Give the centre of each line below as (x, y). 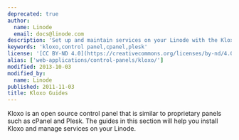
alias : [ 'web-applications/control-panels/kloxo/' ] (85, 60)
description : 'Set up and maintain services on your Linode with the (113, 41)
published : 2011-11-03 (41, 87)
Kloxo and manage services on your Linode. (72, 129)
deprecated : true (33, 14)
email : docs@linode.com (49, 34)
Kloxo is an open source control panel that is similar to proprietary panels (115, 114)
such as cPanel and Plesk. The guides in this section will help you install (113, 121)
